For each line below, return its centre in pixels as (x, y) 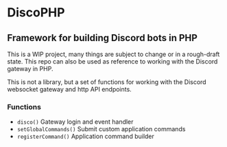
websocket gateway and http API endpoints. (69, 89)
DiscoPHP (36, 13)
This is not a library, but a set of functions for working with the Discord (107, 82)
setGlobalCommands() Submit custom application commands (101, 129)
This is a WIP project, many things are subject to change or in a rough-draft (113, 54)
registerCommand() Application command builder (85, 136)
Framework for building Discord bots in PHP (102, 38)
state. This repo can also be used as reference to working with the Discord (112, 62)
